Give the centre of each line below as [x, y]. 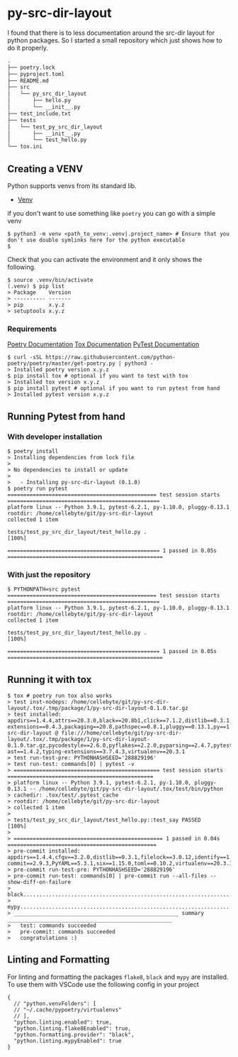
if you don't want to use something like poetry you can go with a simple [112, 213]
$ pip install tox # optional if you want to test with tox [98, 376]
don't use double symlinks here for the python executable [96, 240]
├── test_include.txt [39, 114]
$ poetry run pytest [38, 488]
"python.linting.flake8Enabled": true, [73, 1028]
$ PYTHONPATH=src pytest [44, 590]
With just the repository [49, 574]
